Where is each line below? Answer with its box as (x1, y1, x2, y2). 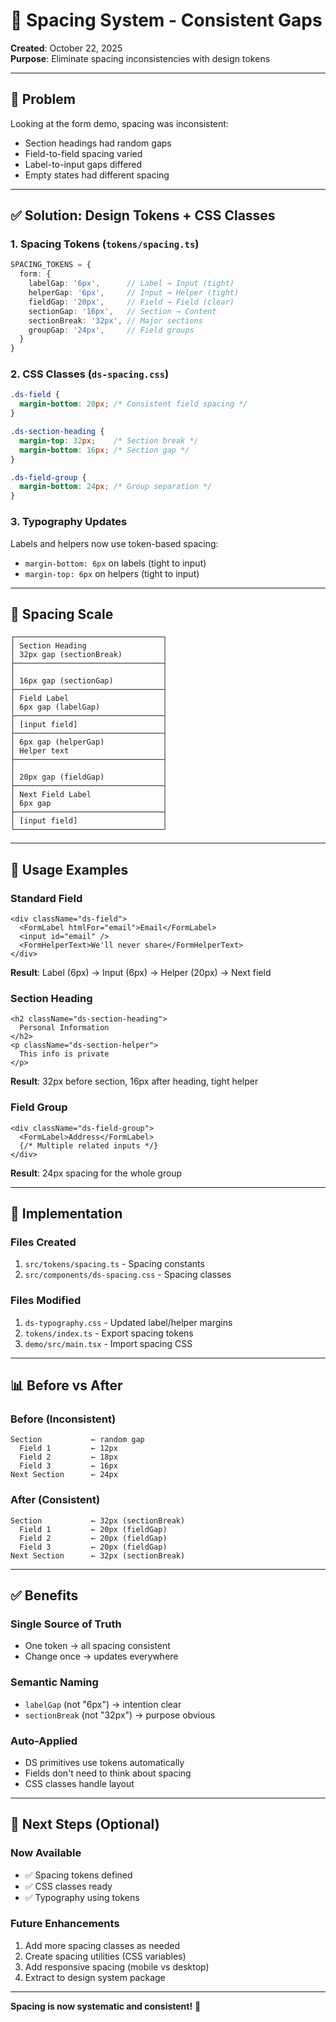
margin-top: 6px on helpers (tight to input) (24, 567, 200, 579)
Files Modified (10, 1294, 82, 1308)
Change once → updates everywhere (24, 1650, 179, 1663)
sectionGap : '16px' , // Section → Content (28, 306, 217, 316)
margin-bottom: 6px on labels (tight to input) (24, 557, 207, 569)
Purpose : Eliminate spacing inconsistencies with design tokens (10, 52, 271, 64)
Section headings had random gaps (24, 137, 172, 149)
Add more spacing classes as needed (24, 1939, 181, 1951)
